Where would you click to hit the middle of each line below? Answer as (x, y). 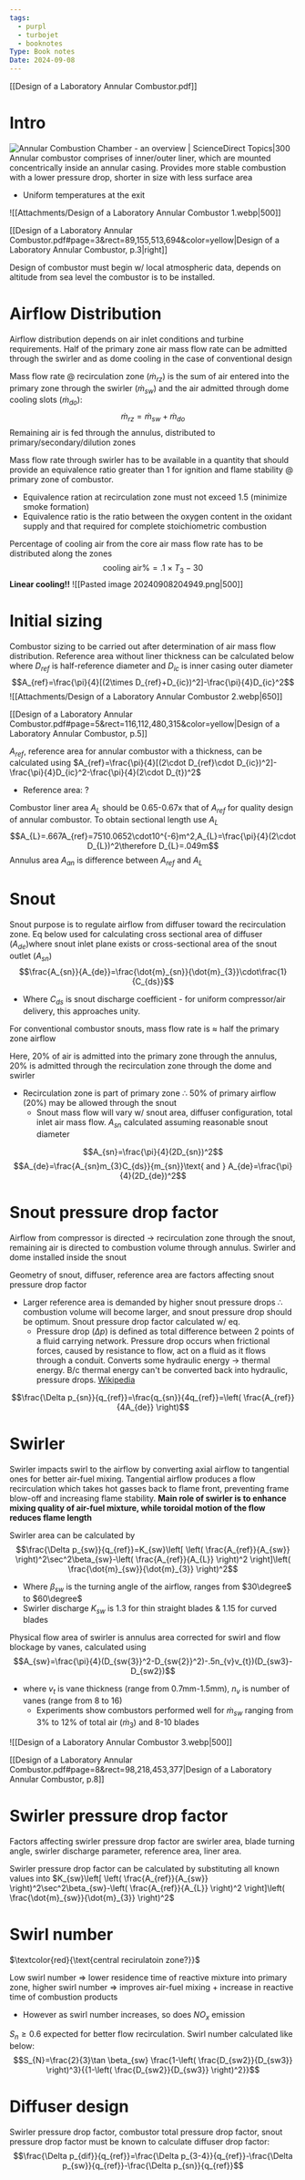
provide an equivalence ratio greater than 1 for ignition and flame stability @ (152, 470)
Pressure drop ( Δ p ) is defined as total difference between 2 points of (165, 1331)
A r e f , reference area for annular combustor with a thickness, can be (136, 752)
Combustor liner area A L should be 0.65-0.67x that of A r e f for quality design (152, 809)
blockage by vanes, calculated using (78, 1648)
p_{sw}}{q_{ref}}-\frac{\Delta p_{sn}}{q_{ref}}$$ (153, 2165)
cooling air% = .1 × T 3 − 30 (153, 569)
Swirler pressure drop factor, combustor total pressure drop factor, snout (146, 2132)
